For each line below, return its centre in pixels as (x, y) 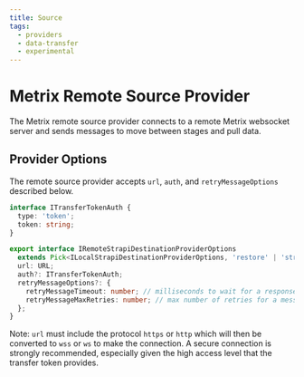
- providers (40, 34)
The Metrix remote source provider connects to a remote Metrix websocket (150, 121)
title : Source (36, 18)
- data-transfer (48, 43)
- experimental (46, 52)
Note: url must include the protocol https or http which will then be (136, 334)
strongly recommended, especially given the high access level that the (141, 353)
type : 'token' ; (46, 216)
